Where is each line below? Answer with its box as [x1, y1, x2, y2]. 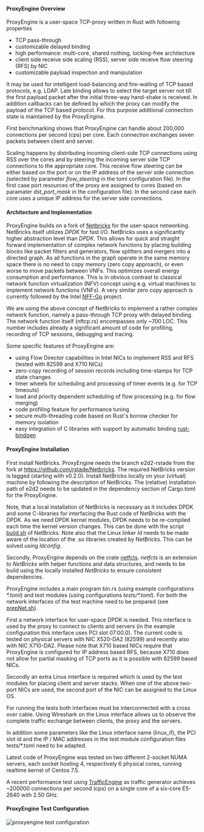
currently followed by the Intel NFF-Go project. [6, 293, 123, 300]
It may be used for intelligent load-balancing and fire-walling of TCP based [6, 81, 193, 88]
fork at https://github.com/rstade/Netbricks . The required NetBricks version [6, 466, 195, 473]
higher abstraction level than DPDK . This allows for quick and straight [6, 235, 180, 242]
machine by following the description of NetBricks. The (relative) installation [6, 478, 196, 486]
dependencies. [6, 573, 44, 580]
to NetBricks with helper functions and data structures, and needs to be [6, 560, 186, 568]
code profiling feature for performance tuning [15, 406, 129, 413]
